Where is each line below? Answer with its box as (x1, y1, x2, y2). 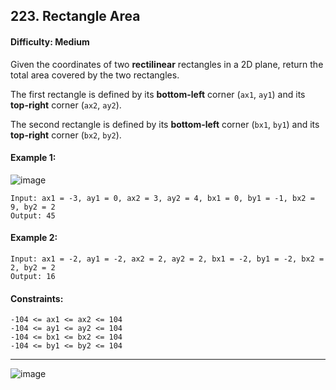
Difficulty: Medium (10, 35, 90, 48)
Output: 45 (10, 210, 56, 221)
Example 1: (10, 152, 57, 164)
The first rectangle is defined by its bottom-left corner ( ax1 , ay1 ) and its (10, 88, 306, 100)
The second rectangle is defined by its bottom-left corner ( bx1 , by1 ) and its (10, 118, 320, 130)
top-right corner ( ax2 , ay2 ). (10, 99, 122, 111)
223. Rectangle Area (10, 8, 141, 25)
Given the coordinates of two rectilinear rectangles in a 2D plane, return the (10, 58, 324, 70)
